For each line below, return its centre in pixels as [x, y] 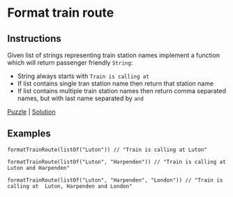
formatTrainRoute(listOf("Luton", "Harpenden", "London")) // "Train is [115, 180]
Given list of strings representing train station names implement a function [114, 55]
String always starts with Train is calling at [83, 76]
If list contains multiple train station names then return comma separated [122, 91]
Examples [29, 134]
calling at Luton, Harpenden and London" [70, 186]
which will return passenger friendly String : [70, 63]
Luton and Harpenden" [39, 168]
